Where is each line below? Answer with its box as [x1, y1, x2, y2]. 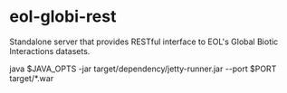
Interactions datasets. [9, 45, 91, 56]
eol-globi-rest [9, 6, 117, 27]
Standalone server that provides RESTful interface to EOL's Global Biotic [9, 36, 279, 47]
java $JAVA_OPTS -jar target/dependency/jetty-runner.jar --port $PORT [9, 63, 277, 74]
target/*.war [9, 72, 54, 83]
